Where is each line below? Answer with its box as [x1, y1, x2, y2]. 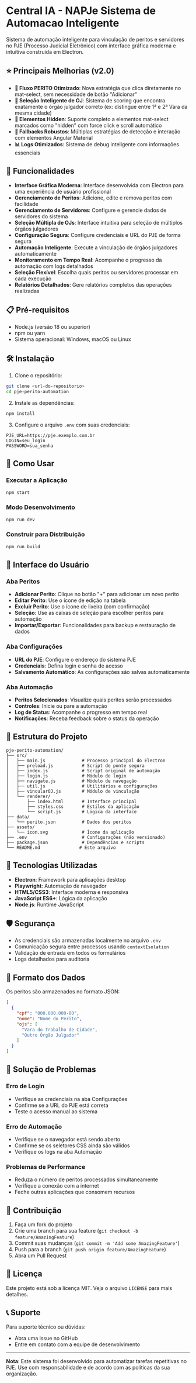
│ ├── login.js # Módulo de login [6, 773, 127, 779]
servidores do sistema [14, 212, 68, 220]
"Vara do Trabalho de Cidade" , [21, 1027, 98, 1033]
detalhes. [6, 1291, 29, 1298]
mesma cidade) [14, 109, 52, 116]
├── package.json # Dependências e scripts [6, 840, 145, 845]
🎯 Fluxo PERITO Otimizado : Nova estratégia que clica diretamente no [14, 84, 181, 91]
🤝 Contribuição [6, 1205, 62, 1215]
